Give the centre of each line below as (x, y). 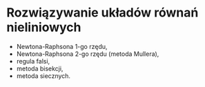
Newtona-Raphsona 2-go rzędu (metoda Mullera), (88, 54)
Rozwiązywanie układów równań (102, 13)
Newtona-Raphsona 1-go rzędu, (62, 46)
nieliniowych (44, 27)
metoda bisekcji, (40, 68)
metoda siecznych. (43, 76)
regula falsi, (33, 61)
